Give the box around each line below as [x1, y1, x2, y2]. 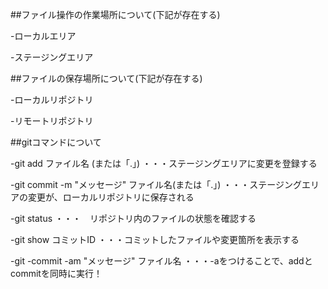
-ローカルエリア [10, 30, 77, 42]
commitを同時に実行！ [10, 268, 103, 279]
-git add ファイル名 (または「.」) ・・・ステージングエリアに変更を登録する [10, 158, 318, 169]
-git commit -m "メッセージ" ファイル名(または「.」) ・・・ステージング [10, 179, 303, 190]
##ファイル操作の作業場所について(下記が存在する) [10, 9, 221, 20]
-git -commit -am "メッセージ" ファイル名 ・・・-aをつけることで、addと [10, 255, 313, 267]
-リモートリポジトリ [10, 115, 94, 127]
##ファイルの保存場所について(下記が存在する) [10, 73, 203, 84]
